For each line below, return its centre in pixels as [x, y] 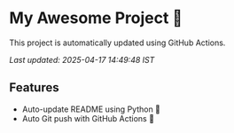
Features [34, 88]
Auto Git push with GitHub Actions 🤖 [88, 118]
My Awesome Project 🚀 [96, 18]
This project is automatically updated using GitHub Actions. [117, 43]
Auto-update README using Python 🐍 [91, 109]
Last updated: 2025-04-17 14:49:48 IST [82, 59]
